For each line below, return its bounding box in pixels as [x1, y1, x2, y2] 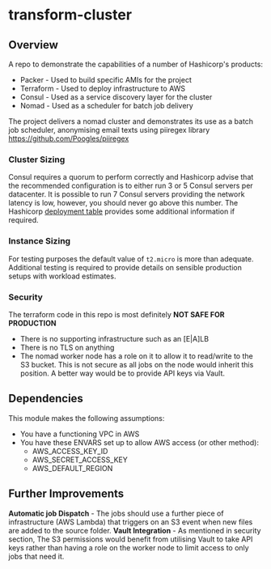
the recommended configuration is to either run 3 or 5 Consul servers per [8, 180, 253, 191]
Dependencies [8, 392, 83, 406]
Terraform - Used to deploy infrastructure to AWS [19, 83, 186, 93]
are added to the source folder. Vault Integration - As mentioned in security [8, 525, 261, 535]
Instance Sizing [8, 236, 71, 247]
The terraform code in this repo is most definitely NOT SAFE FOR [8, 309, 225, 319]
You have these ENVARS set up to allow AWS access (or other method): [19, 437, 259, 447]
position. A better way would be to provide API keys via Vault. [19, 368, 225, 378]
